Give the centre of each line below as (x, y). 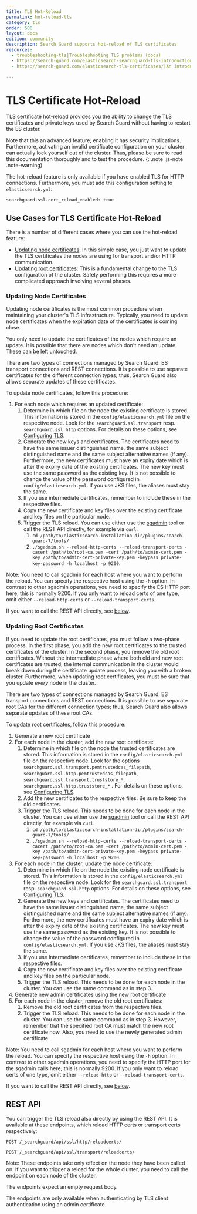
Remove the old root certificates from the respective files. (93, 1007)
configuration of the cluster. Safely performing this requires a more (95, 275)
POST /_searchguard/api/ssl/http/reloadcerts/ (64, 1142)
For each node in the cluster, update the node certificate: (83, 863)
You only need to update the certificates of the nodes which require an (91, 339)
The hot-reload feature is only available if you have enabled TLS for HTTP (95, 177)
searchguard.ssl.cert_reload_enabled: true (60, 200)
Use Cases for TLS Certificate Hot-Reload (84, 218)
